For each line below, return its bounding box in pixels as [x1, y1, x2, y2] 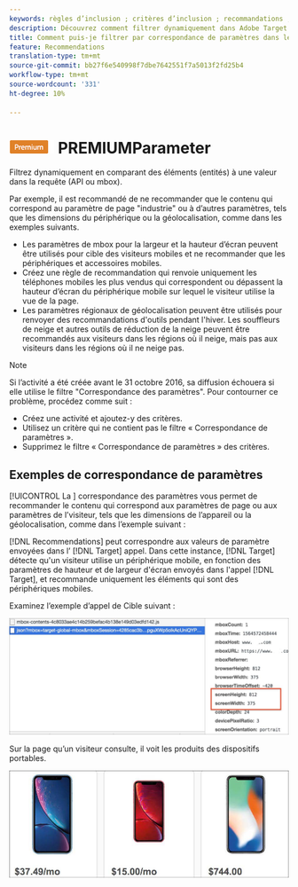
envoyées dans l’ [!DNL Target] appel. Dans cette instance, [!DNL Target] [9, 546, 276, 556]
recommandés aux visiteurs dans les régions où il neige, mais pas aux [21, 334, 278, 344]
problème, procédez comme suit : [9, 396, 133, 407]
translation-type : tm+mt [9, 51, 101, 61]
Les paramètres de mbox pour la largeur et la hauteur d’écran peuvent [21, 239, 278, 250]
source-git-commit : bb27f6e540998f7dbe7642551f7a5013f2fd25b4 [9, 61, 244, 70]
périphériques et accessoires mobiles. [21, 258, 162, 269]
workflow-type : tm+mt [9, 71, 90, 80]
